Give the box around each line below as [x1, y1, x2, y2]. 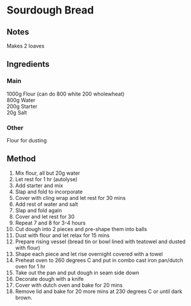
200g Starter [6, 103, 37, 110]
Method [6, 154, 36, 164]
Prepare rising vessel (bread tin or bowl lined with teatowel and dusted [15, 238, 186, 245]
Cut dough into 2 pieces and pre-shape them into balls [15, 225, 147, 232]
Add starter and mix [15, 182, 63, 189]
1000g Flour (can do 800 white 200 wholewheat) [6, 90, 125, 97]
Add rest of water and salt [15, 200, 79, 208]
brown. [15, 294, 33, 301]
